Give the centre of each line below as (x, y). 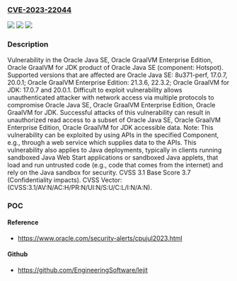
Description (28, 44)
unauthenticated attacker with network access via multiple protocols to (111, 97)
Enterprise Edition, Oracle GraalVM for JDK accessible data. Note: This (110, 127)
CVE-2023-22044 (40, 10)
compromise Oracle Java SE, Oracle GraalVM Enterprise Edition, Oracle (111, 104)
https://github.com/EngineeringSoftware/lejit (82, 270)
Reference (23, 222)
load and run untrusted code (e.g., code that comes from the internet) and (115, 165)
